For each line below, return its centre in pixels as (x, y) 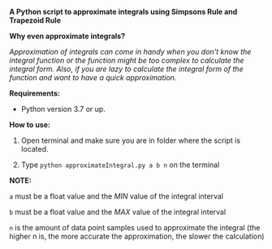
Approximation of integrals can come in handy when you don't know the (130, 52)
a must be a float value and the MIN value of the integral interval (117, 196)
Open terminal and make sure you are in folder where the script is (131, 140)
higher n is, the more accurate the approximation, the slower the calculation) (137, 236)
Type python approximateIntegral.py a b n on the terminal (120, 165)
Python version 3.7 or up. (63, 109)
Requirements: (35, 93)
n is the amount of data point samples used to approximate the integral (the (135, 228)
